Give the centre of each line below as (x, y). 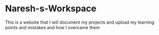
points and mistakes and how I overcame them (53, 27)
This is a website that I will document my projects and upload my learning (80, 22)
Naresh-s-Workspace (51, 9)
